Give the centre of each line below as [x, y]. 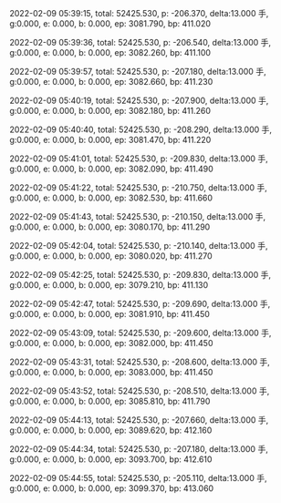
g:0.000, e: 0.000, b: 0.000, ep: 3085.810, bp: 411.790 [110, 401]
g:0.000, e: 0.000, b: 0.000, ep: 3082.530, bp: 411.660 [111, 198]
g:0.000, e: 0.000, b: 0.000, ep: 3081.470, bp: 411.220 [110, 140]
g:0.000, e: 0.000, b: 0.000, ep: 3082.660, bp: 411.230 [111, 82]
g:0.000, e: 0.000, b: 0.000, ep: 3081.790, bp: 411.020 [110, 24]
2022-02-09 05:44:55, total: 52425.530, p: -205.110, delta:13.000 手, [138, 478]
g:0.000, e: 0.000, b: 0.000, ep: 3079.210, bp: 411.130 [109, 285]
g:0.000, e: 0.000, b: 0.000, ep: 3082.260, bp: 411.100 [110, 52]
